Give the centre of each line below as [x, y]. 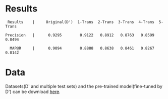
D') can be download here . [33, 91]
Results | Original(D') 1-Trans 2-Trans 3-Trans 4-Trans [81, 22]
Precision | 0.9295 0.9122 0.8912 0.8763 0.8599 [80, 35]
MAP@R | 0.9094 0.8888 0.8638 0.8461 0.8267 [82, 48]
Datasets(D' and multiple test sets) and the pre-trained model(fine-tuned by [84, 86]
